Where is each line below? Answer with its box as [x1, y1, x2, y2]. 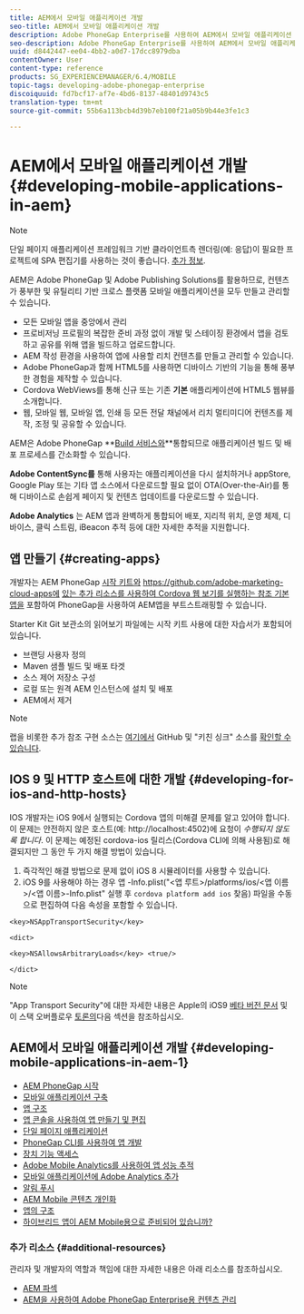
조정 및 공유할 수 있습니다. [34, 418, 127, 429]
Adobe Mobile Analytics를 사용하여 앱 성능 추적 [22, 1159, 194, 1171]
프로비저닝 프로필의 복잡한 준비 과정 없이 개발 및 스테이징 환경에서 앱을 [22, 328, 272, 338]
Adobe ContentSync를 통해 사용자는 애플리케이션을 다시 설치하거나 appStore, [9, 468, 291, 479]
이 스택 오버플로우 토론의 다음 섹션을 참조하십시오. [9, 1011, 184, 1022]
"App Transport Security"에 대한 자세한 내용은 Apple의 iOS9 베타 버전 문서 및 [9, 999, 289, 1010]
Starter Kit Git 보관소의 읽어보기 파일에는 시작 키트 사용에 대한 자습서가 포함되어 [9, 619, 292, 629]
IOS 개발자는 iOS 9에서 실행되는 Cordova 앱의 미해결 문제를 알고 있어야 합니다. [9, 811, 290, 822]
